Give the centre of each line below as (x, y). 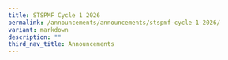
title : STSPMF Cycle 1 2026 (54, 15)
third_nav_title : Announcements (61, 44)
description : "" (35, 37)
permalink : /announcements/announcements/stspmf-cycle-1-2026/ (114, 23)
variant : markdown (38, 30)
